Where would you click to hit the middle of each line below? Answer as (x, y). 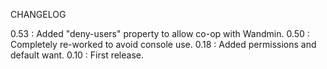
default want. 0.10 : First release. (77, 55)
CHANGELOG (38, 14)
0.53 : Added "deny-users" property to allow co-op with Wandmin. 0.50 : (160, 33)
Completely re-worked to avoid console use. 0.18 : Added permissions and (163, 44)
